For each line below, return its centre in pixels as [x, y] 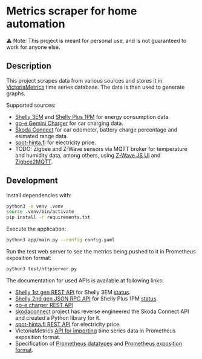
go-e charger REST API [44, 305]
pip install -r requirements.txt [48, 218]
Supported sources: [31, 105]
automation [36, 24]
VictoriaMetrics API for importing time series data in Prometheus [95, 331]
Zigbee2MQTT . [34, 162]
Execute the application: [36, 229]
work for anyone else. [33, 47]
